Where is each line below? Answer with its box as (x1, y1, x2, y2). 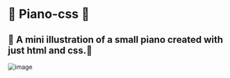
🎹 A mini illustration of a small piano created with (8, 34, 224, 46)
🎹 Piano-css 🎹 (8, 6, 90, 22)
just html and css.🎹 (8, 44, 92, 56)
